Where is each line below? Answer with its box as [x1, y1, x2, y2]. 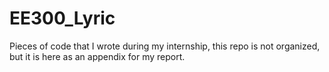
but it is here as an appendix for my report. [9, 50, 186, 62]
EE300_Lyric [9, 7, 116, 30]
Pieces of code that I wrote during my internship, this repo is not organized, [9, 40, 321, 52]
